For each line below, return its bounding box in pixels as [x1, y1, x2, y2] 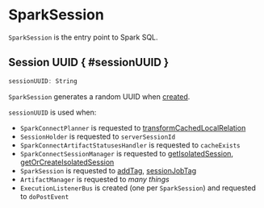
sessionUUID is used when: [8, 107, 97, 117]
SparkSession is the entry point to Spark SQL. [8, 32, 159, 42]
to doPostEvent [19, 191, 69, 201]
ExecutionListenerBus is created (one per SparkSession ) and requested [19, 183, 256, 193]
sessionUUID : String [8, 77, 78, 85]
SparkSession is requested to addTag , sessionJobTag [19, 165, 197, 175]
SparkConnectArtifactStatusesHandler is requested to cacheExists [19, 139, 241, 150]
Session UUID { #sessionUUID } [8, 56, 170, 69]
